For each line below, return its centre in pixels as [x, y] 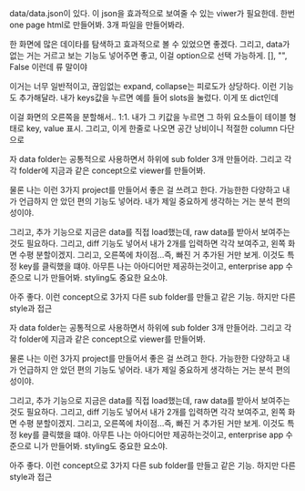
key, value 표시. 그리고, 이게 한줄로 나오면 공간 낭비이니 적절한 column [152, 128]
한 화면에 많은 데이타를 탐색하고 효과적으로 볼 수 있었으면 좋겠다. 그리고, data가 [150, 44]
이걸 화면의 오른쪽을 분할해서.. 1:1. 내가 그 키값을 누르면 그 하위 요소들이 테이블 [148, 117]
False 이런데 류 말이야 [49, 67]
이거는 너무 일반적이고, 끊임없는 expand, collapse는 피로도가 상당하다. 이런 [143, 86]
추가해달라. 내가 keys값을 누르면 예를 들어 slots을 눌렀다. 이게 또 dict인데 [149, 97]
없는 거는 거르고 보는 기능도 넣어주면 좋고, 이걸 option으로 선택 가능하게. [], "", [148, 56]
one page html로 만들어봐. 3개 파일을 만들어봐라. [97, 25]
